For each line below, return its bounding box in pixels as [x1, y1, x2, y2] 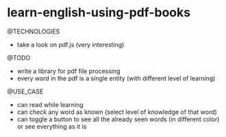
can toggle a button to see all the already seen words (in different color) [16, 115, 220, 123]
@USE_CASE [7, 87, 44, 95]
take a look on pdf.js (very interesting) [16, 40, 125, 48]
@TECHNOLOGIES [7, 27, 60, 35]
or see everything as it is [16, 122, 87, 130]
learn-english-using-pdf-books [7, 5, 190, 20]
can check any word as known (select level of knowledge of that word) [16, 108, 217, 116]
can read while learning [16, 100, 84, 108]
